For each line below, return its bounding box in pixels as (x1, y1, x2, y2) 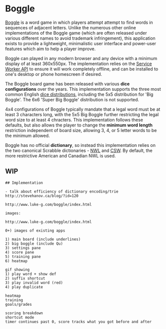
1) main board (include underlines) (5, 237, 81, 242)
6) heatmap (5, 259, 28, 263)
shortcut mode (5, 315, 35, 320)
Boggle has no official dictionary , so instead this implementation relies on (5, 142, 156, 148)
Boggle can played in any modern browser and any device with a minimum (5, 55, 158, 61)
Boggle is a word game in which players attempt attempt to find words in (5, 19, 153, 25)
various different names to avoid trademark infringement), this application (5, 35, 156, 41)
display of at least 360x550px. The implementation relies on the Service (5, 61, 152, 66)
